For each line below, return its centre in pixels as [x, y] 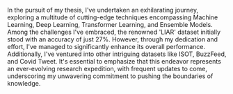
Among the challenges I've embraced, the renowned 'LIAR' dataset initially [114, 32]
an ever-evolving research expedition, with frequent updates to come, [107, 69]
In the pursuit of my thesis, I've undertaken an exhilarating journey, [103, 10]
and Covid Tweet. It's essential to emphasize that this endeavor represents [114, 61]
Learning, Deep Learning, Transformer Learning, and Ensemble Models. [110, 25]
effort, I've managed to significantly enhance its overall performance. [106, 47]
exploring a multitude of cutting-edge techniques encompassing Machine [113, 17]
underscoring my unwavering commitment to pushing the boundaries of [110, 76]
